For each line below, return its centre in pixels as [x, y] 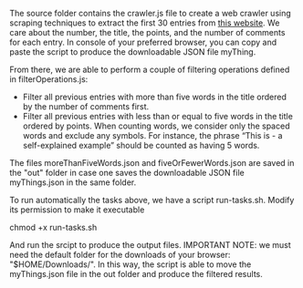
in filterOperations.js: [49, 79]
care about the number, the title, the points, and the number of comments [147, 32]
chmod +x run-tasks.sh [53, 227]
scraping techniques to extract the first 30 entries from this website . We [145, 23]
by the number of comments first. [86, 107]
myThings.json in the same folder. [73, 182]
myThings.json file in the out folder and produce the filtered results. [136, 274]
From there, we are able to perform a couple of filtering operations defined [150, 69]
